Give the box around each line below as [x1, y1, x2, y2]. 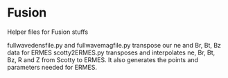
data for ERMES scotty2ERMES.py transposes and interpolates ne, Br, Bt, [7, 48, 216, 57]
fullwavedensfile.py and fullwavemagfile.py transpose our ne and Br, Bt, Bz [7, 41, 222, 49]
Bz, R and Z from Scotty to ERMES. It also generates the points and [7, 55, 199, 64]
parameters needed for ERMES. [7, 63, 98, 71]
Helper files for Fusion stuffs [7, 28, 89, 36]
